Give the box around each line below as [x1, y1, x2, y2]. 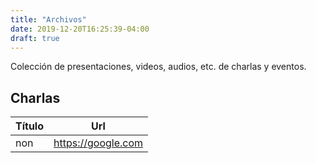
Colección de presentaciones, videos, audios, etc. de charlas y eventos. [10, 61, 307, 73]
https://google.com [53, 136, 144, 150]
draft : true [10, 33, 60, 43]
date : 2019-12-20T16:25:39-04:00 [10, 24, 150, 34]
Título [15, 119, 44, 133]
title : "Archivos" [10, 14, 87, 25]
